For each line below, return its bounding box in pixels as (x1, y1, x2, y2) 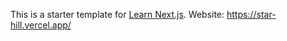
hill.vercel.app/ (10, 19, 72, 31)
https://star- (226, 9, 277, 20)
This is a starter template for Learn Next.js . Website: (10, 9, 225, 20)
